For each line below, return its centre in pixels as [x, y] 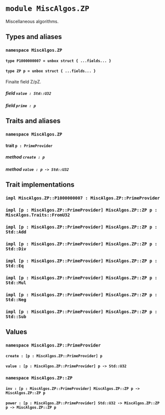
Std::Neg [16, 299]
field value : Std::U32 [28, 93]
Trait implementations [40, 185]
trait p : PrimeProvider [29, 145]
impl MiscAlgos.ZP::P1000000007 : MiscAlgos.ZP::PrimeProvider [83, 198]
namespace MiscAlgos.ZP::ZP [39, 378]
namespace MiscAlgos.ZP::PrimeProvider [53, 345]
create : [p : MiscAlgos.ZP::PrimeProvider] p [54, 356]
